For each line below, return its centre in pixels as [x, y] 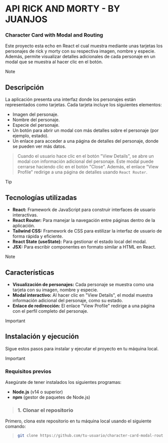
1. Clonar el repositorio [45, 410]
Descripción [24, 87]
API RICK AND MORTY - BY [63, 9]
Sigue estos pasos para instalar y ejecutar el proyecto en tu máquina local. [82, 348]
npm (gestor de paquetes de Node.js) [51, 397]
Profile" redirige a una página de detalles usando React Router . [82, 172]
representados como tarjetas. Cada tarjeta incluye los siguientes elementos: [83, 105]
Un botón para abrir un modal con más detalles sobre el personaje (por [85, 130]
